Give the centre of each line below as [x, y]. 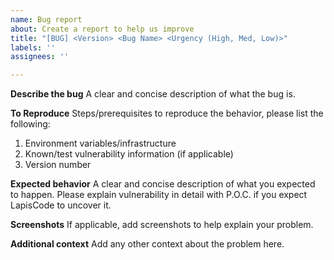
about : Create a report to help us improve [102, 29]
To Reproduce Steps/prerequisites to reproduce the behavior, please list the [167, 113]
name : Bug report [46, 19]
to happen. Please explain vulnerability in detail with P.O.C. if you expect [159, 195]
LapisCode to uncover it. [61, 205]
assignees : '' [40, 57]
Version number [58, 165]
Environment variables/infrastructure [100, 143]
